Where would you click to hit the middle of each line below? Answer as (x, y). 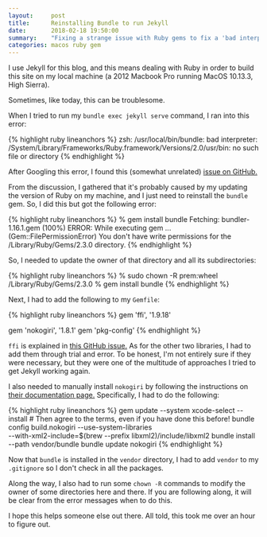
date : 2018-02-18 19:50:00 (64, 30)
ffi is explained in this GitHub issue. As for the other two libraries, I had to (130, 346)
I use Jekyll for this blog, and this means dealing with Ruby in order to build (131, 68)
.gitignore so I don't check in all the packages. (86, 468)
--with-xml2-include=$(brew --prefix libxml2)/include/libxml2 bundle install (132, 436)
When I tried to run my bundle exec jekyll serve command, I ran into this (129, 115)
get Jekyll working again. (49, 372)
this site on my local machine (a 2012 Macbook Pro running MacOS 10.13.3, (131, 76)
